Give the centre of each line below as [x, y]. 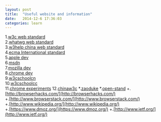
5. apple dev [17, 58]
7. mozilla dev [18, 68]
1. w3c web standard [25, 37]
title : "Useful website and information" [49, 14]
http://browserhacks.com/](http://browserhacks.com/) [61, 94]
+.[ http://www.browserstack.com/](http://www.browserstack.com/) [72, 99]
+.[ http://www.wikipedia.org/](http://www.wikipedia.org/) [62, 104]
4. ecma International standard [35, 52]
